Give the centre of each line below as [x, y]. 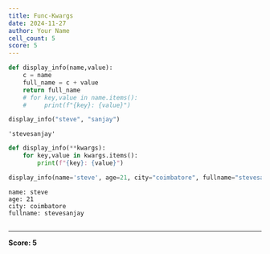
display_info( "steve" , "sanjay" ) [64, 120]
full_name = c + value [61, 82]
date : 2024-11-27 [37, 23]
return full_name [52, 90]
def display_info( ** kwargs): [57, 148]
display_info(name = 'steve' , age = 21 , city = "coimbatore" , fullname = [122, 178]
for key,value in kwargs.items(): [80, 156]
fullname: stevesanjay [46, 213]
